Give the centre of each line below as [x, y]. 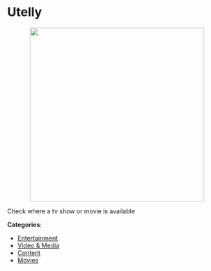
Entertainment [38, 238]
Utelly [25, 12]
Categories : [25, 224]
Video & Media [38, 245]
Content [29, 253]
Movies [28, 260]
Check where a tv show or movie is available [71, 211]
